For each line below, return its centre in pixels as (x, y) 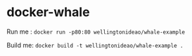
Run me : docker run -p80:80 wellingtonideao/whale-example (96, 31)
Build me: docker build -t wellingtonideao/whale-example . (95, 45)
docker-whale (48, 12)
